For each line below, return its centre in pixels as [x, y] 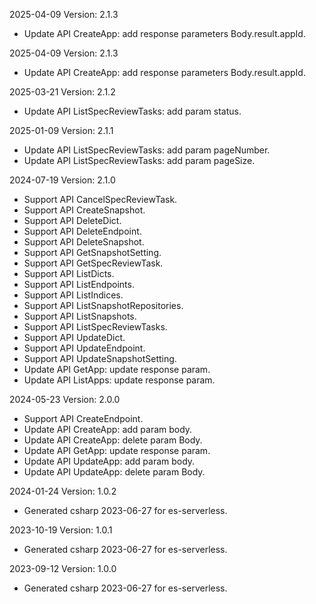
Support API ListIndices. [73, 295]
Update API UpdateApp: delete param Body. [114, 472]
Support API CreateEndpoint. [83, 418]
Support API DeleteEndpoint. [82, 231]
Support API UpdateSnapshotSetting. [100, 358]
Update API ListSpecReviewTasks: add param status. [132, 111]
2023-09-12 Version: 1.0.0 [63, 568]
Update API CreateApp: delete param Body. [113, 440]
